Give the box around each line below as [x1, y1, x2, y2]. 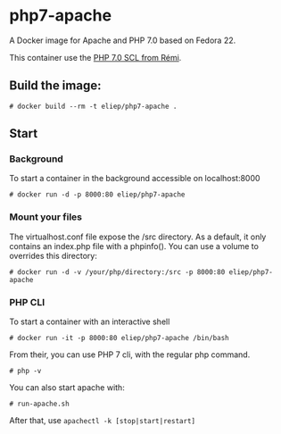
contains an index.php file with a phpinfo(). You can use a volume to [9, 240, 259, 251]
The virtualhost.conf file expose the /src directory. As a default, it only [9, 231, 267, 242]
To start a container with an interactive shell [9, 316, 170, 327]
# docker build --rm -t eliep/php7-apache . [9, 102, 178, 111]
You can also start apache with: [9, 382, 125, 393]
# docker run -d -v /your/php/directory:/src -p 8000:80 [9, 267, 226, 277]
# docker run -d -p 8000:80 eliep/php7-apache [9, 190, 186, 199]
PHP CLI [9, 296, 45, 308]
